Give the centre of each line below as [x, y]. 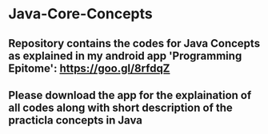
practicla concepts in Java [75, 120]
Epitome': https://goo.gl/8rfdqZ [89, 68]
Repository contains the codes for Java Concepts [134, 43]
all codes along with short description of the [121, 107]
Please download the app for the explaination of [130, 95]
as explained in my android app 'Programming [125, 55]
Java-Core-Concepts [81, 14]
